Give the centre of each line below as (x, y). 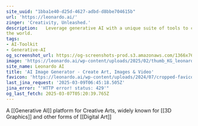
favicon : (17, 77)
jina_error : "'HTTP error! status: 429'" (58, 88)
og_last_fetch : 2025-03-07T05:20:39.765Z (58, 94)
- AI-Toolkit (22, 45)
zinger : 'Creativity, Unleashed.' (49, 22)
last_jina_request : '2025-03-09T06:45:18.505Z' (66, 83)
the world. (19, 34)
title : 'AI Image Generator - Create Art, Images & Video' (80, 72)
